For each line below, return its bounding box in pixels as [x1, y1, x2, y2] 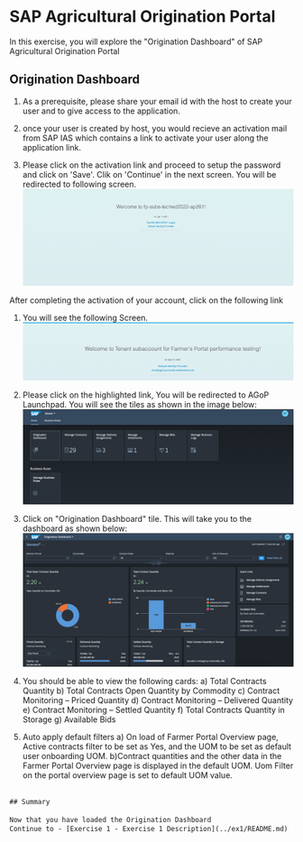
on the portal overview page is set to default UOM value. [22, 769, 233, 781]
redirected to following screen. [22, 178, 137, 189]
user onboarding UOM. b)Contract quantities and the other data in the [22, 750, 282, 761]
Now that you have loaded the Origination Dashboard [9, 815, 212, 824]
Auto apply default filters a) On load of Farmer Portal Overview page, [22, 731, 280, 742]
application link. [22, 142, 81, 152]
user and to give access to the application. [22, 105, 180, 116]
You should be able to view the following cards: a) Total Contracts [22, 675, 268, 686]
